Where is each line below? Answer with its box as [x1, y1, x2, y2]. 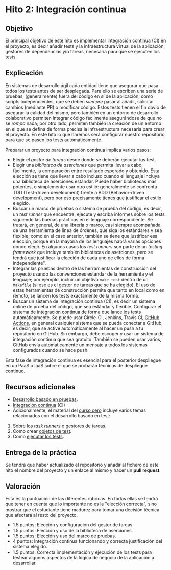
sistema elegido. [12, 544, 47, 550]
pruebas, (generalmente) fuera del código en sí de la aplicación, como [5, 93, 153, 99]
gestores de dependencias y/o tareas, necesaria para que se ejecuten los [5, 49, 160, 54]
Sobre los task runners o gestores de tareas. [12, 423, 107, 429]
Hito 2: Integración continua [5, 4, 127, 15]
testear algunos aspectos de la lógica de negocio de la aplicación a [12, 555, 155, 561]
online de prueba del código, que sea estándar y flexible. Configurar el [12, 303, 162, 309]
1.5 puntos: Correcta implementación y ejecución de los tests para [12, 549, 152, 555]
